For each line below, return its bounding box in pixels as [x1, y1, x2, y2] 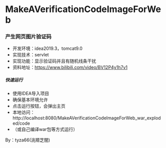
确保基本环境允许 [12, 97, 48, 103]
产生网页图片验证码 [5, 33, 52, 40]
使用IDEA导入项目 [12, 91, 49, 97]
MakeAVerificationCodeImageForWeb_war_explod [57, 115, 161, 121]
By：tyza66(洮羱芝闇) [5, 137, 50, 143]
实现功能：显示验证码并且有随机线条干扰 [12, 58, 96, 64]
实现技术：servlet [12, 52, 49, 58]
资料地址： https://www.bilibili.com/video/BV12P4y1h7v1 [12, 64, 128, 70]
